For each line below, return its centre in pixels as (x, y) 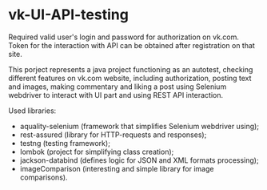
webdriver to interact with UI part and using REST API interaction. (116, 95)
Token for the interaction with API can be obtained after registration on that (132, 45)
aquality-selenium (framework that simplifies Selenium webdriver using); (139, 126)
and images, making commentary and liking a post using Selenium (118, 87)
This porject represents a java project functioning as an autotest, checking (131, 69)
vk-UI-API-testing (69, 15)
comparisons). (44, 177)
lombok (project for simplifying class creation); (97, 152)
